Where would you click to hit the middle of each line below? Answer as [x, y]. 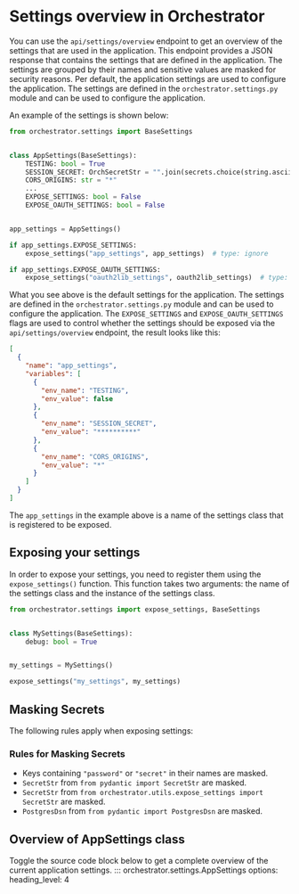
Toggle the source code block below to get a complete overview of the [139, 861]
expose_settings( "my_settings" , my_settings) [95, 682]
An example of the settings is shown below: [89, 115]
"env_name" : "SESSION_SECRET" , [99, 424]
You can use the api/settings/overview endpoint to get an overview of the [146, 41]
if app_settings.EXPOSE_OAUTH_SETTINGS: [85, 269]
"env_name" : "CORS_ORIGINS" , [95, 456]
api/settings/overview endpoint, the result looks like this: [115, 332]
